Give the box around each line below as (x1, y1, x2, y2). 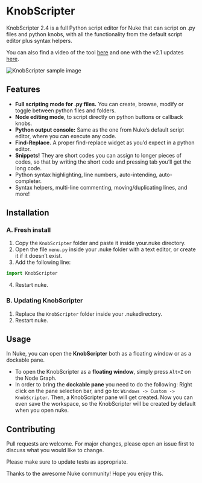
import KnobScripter (6, 270, 58, 277)
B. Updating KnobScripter (6, 296, 83, 305)
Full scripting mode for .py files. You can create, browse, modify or (14, 100, 184, 107)
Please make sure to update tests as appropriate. (6, 458, 128, 465)
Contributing (6, 424, 55, 434)
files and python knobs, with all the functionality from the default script (6, 30, 183, 37)
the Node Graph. (14, 374, 57, 382)
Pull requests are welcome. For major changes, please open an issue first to (6, 440, 195, 447)
